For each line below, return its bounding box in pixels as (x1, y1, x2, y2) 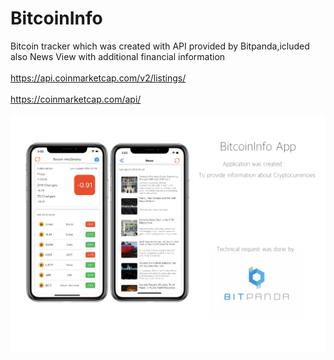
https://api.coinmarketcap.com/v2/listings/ (10, 72, 187, 84)
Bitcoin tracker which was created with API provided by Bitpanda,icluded (10, 40, 310, 52)
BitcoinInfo (10, 7, 103, 30)
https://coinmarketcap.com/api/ (10, 93, 142, 105)
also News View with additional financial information (10, 50, 226, 62)
